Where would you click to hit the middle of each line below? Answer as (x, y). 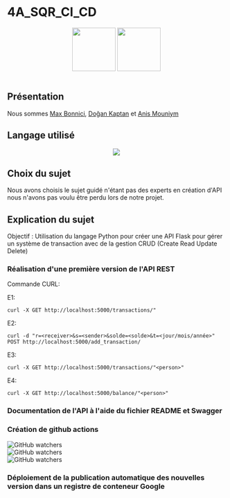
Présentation (36, 97)
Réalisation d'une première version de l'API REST (91, 269)
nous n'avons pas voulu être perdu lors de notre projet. (86, 198)
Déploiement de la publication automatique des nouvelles (106, 477)
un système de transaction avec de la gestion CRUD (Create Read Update (112, 243)
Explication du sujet (51, 219)
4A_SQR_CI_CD (52, 12)
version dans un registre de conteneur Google (86, 486)
